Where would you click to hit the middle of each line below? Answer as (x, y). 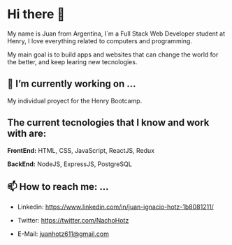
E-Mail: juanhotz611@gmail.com (63, 234)
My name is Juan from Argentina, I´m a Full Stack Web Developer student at (116, 34)
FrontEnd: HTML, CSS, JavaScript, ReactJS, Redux (81, 150)
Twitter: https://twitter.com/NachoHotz (73, 221)
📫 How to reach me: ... (58, 187)
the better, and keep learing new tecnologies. (72, 61)
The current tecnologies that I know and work (108, 122)
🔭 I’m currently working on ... (72, 84)
